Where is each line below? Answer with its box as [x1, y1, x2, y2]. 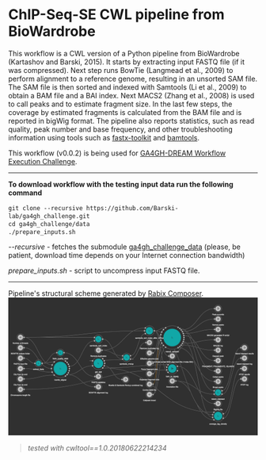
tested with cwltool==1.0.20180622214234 [27, 443, 168, 453]
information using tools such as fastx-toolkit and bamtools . [8, 132, 200, 142]
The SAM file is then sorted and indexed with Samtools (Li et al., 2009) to [8, 82, 247, 92]
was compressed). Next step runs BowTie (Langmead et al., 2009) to [8, 65, 234, 75]
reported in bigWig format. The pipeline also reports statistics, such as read [8, 116, 255, 125]
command [8, 188, 43, 197]
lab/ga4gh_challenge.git [8, 212, 90, 220]
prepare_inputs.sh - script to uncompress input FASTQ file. [8, 266, 200, 275]
